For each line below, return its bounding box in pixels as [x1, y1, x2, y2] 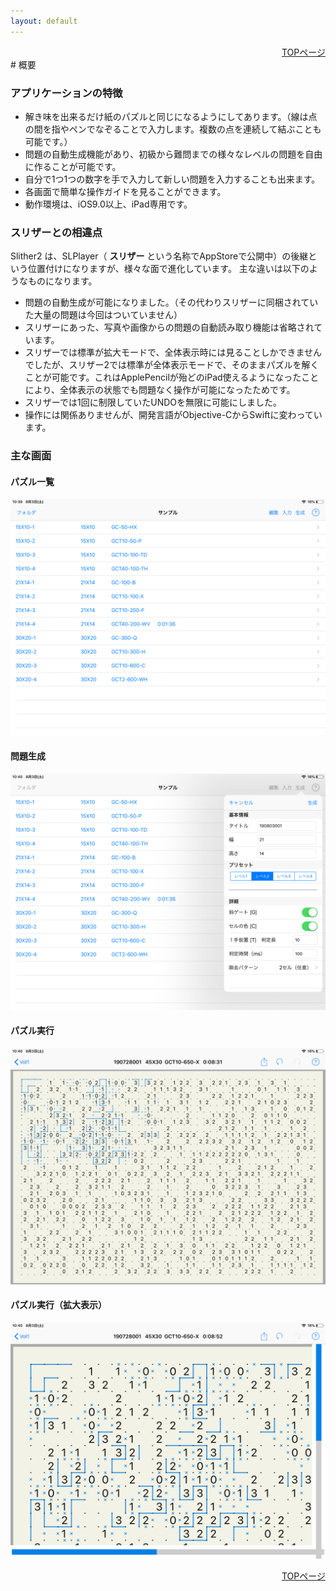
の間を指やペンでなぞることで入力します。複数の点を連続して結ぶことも [24, 123, 322, 135]
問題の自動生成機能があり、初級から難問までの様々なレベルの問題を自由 [24, 148, 323, 160]
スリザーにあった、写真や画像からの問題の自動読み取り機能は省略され [24, 321, 315, 334]
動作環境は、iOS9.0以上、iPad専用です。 [24, 198, 193, 210]
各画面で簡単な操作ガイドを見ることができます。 [24, 185, 227, 197]
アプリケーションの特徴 [10, 86, 123, 100]
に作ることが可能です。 [24, 160, 122, 172]
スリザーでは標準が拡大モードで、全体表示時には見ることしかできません [24, 346, 322, 359]
